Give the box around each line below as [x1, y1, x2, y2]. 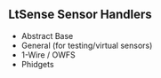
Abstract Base [20, 30, 74, 41]
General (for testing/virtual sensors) [20, 40, 153, 51]
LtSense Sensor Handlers [8, 7, 152, 22]
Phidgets [20, 58, 54, 69]
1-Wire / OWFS [20, 49, 76, 60]
